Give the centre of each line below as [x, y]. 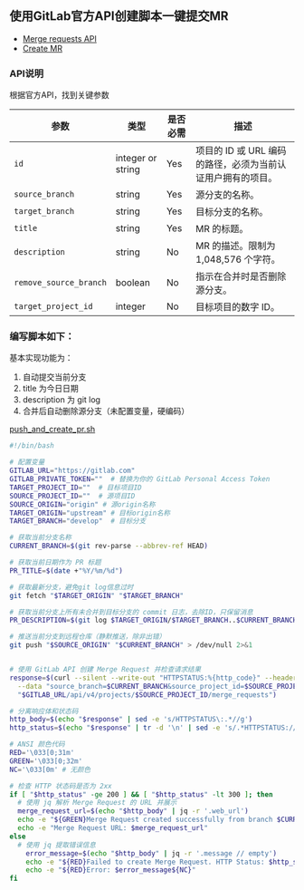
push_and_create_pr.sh [52, 430]
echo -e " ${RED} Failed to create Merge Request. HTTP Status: [145, 862]
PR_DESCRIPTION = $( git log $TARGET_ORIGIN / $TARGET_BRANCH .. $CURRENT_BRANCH [153, 620]
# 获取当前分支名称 [41, 537]
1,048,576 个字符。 [238, 259]
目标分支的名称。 [232, 212]
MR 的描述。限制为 [236, 246]
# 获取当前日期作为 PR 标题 [55, 563]
